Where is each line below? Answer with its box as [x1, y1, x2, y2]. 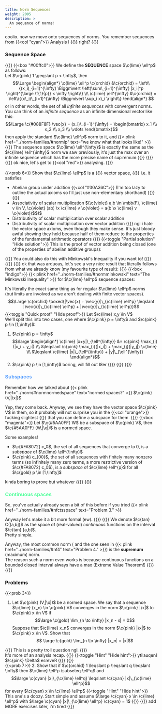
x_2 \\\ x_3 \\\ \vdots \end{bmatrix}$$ [44, 126, 118, 132]
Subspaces [5, 373, 32, 380]
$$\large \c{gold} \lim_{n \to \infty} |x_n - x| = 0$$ [34, 617, 135, 623]
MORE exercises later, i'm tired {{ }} [5, 704, 74, 710]
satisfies [5, 175, 22, 181]
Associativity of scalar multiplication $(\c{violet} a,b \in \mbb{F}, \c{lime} [12, 200, 158, 206]
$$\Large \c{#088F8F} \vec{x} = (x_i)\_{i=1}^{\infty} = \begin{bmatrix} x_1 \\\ [5, 121, 157, 127]
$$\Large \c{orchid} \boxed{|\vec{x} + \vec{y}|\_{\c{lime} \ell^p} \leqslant [8, 298, 155, 304]
